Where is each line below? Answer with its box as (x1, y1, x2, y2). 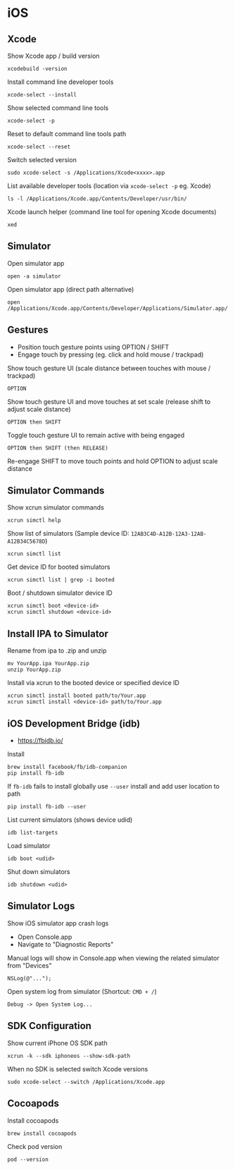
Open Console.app (17, 932, 72, 941)
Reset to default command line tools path (7, 130, 127, 138)
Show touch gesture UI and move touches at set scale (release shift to (7, 397, 211, 406)
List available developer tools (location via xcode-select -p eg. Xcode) (7, 182, 211, 190)
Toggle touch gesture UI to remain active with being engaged (7, 431, 185, 439)
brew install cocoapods (7, 1130, 77, 1137)
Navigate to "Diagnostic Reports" (17, 940, 114, 949)
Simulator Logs (7, 900, 75, 912)
